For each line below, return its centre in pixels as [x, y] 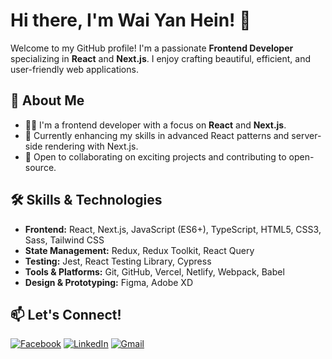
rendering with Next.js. [91, 146]
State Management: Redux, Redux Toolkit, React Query [139, 250]
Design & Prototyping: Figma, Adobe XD [109, 282]
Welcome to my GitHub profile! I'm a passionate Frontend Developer [152, 48]
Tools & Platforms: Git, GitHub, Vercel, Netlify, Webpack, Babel [154, 271]
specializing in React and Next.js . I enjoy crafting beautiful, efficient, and [161, 58]
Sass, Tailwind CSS [64, 240]
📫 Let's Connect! [66, 314]
